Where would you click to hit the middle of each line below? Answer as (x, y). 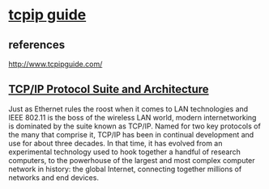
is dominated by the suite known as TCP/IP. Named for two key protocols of (134, 126)
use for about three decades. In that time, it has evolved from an (115, 143)
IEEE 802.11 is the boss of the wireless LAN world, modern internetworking (132, 117)
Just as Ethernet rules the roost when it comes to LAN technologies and (128, 109)
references (37, 45)
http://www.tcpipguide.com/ (56, 64)
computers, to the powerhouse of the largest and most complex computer (132, 160)
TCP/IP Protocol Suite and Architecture (109, 89)
